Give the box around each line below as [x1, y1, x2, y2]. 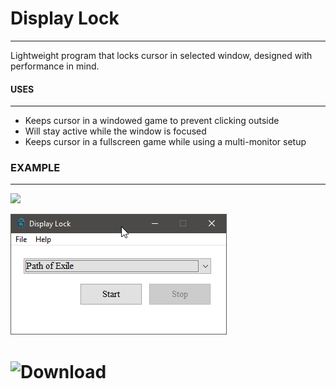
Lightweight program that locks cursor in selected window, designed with [10, 49, 313, 61]
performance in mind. [10, 60, 100, 72]
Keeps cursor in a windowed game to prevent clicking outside [24, 115, 280, 127]
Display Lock [10, 7, 120, 30]
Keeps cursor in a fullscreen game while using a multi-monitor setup [24, 136, 307, 148]
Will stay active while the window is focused [24, 125, 207, 137]
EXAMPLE [10, 161, 61, 175]
